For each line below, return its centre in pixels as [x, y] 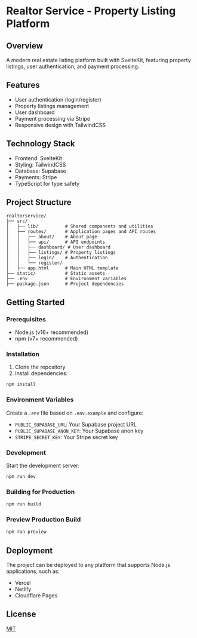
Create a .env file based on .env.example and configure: [75, 413]
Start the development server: [43, 465]
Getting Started [36, 302]
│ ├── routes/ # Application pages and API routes [81, 232]
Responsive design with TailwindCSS [60, 125]
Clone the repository [40, 367]
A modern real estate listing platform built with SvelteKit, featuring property [98, 60]
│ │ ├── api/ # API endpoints [56, 242]
